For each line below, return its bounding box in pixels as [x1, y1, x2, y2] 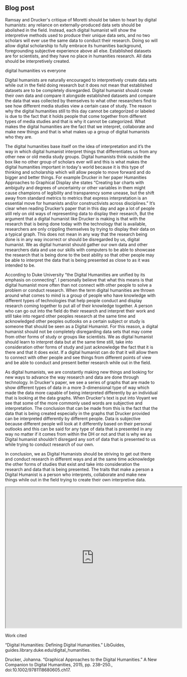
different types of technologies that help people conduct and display [5, 297, 142, 303]
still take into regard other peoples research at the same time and [5, 313, 136, 319]
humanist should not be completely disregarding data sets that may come [5, 329, 152, 334]
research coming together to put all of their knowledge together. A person [5, 303, 153, 309]
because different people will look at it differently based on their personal [5, 421, 152, 426]
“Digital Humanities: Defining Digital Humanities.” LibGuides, [5, 642, 125, 648]
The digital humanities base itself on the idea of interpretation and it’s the [5, 143, 152, 149]
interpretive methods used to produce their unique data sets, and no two [5, 32, 151, 38]
